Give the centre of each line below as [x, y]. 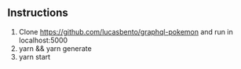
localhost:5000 [43, 40]
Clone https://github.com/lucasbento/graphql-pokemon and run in [126, 31]
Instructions [38, 13]
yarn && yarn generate [55, 48]
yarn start [35, 56]
